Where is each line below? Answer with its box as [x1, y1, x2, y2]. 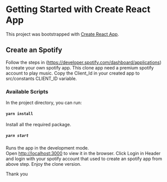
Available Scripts [6, 88, 49, 95]
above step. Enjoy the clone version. [6, 161, 81, 167]
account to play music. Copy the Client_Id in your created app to [6, 70, 140, 76]
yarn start [6, 133, 29, 138]
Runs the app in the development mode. [6, 145, 89, 151]
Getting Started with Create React [6, 4, 151, 15]
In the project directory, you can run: [6, 100, 82, 106]
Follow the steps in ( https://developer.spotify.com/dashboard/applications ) [6, 59, 161, 65]
